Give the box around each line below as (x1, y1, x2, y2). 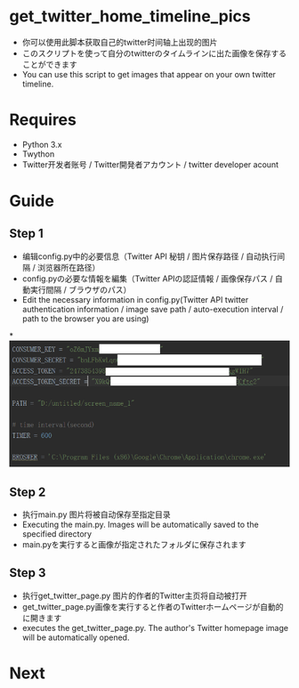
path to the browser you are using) (21, 313, 149, 324)
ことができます (21, 59, 77, 69)
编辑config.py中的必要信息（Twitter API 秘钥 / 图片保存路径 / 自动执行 (21, 251, 278, 262)
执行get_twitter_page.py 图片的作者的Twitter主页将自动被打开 (21, 590, 247, 601)
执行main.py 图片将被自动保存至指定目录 (21, 509, 171, 520)
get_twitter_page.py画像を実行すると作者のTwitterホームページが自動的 (21, 601, 284, 611)
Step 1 (9, 226, 44, 241)
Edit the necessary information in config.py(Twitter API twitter (21, 294, 249, 304)
